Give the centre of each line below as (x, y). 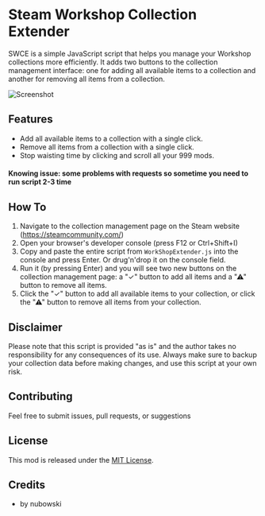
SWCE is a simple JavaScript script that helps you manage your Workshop (130, 53)
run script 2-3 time (40, 182)
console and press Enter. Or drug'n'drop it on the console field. (123, 260)
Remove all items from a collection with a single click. (107, 147)
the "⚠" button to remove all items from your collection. (110, 302)
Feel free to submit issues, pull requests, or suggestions (100, 416)
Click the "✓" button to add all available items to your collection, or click (137, 294)
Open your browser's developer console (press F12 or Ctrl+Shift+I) (129, 243)
